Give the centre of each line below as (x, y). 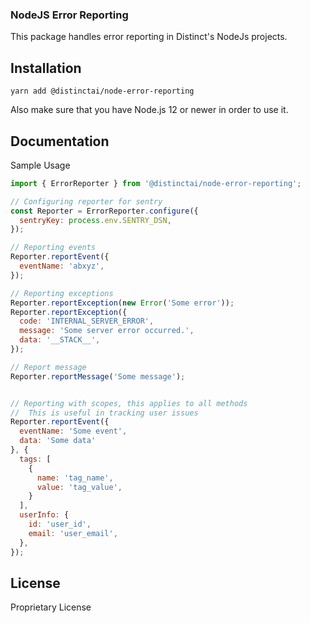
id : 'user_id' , (60, 524)
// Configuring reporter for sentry (86, 201)
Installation (46, 68)
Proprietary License (51, 607)
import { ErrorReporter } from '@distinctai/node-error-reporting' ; (156, 183)
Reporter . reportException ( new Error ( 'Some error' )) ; (122, 303)
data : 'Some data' (58, 441)
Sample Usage (40, 165)
